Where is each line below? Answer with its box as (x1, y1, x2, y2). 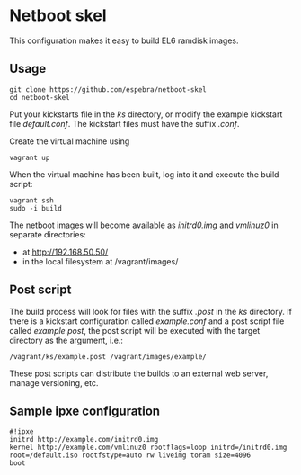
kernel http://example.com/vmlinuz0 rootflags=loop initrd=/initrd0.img (9, 443, 288, 453)
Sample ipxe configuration (9, 403, 160, 418)
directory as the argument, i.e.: (9, 335, 124, 345)
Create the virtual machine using (9, 136, 130, 147)
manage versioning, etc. (9, 377, 99, 388)
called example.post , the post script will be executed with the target (9, 325, 261, 336)
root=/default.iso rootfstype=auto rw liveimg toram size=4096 (9, 451, 252, 460)
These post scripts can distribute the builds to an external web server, (9, 368, 269, 379)
